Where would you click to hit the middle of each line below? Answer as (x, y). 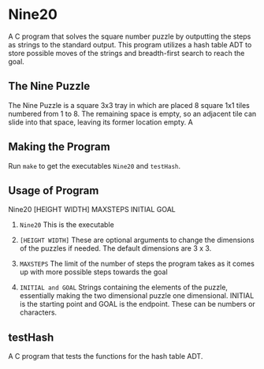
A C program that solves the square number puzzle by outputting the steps (130, 36)
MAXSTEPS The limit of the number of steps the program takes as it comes (137, 264)
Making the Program (59, 147)
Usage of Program (54, 190)
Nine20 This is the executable (67, 225)
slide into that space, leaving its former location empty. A (100, 122)
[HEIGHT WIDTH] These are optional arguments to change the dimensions (137, 240)
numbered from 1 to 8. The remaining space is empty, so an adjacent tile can (132, 114)
